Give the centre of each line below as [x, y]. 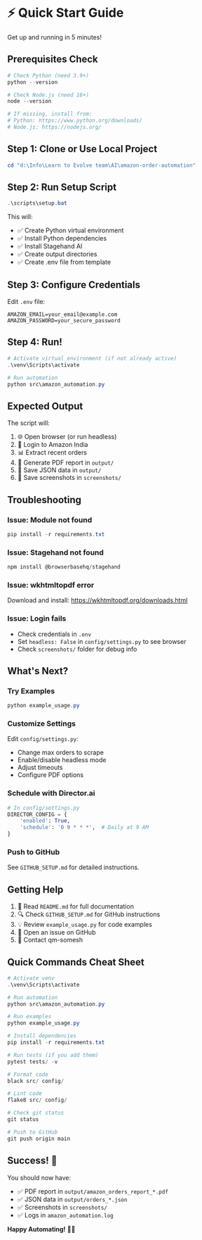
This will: [20, 217]
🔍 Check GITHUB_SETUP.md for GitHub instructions [89, 914]
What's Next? [38, 671]
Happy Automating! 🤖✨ [41, 1229]
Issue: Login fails [37, 619]
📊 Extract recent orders [52, 453]
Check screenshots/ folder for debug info [77, 649]
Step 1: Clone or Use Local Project [82, 149]
